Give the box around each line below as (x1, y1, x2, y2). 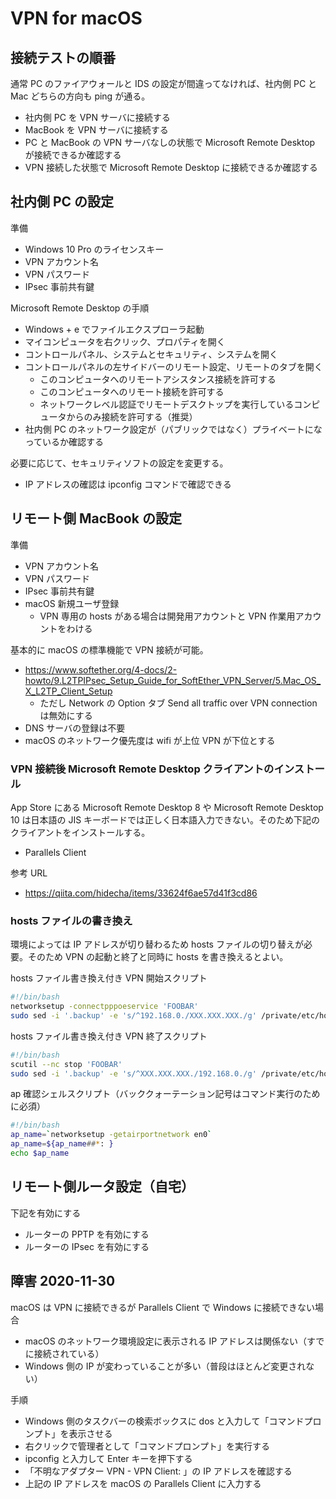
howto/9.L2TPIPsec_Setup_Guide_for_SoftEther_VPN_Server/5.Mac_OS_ (24, 674, 322, 686)
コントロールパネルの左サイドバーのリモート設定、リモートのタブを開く (24, 360, 323, 372)
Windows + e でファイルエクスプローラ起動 (24, 323, 205, 335)
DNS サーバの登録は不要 (24, 722, 126, 734)
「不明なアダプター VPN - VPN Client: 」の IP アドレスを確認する (24, 1465, 293, 1477)
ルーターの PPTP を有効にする (24, 1228, 150, 1240)
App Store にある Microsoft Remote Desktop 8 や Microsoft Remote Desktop (10, 801, 324, 813)
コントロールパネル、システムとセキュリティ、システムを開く (24, 348, 279, 360)
